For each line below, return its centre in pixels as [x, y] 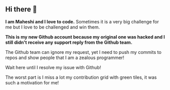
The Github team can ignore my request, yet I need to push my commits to [83, 52]
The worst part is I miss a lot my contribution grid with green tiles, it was [81, 77]
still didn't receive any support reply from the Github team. [69, 42]
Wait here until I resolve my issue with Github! [53, 67]
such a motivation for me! [32, 82]
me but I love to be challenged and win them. [53, 27]
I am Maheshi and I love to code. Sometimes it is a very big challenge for [82, 21]
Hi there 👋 [21, 9]
